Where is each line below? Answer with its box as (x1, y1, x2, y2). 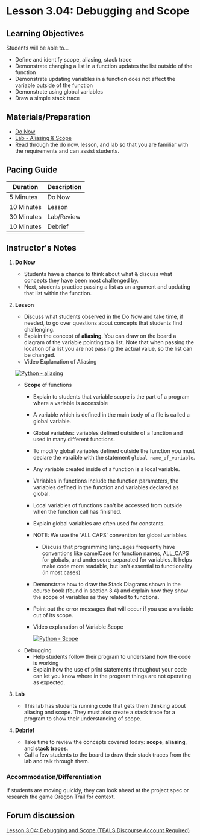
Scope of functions (23, 382, 72, 389)
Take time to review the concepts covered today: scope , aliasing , (23, 739, 187, 746)
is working (33, 659, 59, 667)
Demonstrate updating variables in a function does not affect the (14, 75, 176, 82)
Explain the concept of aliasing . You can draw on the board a (23, 332, 177, 339)
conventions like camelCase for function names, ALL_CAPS (42, 550, 189, 557)
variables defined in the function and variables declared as (33, 484, 179, 491)
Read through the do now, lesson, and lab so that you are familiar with (14, 141, 189, 148)
